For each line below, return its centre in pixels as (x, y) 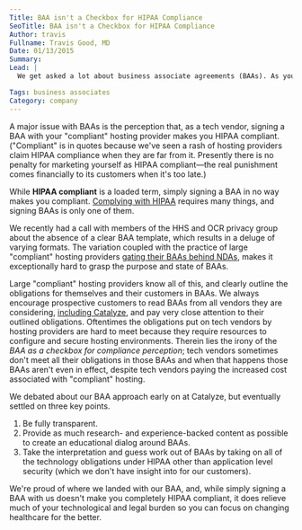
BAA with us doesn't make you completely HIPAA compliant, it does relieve (148, 498)
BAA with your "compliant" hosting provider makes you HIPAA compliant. (145, 136)
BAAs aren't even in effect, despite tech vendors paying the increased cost (148, 369)
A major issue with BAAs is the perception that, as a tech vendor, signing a (147, 126)
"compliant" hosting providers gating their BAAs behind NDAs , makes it (141, 256)
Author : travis (38, 34)
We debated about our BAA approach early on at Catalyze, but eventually (145, 396)
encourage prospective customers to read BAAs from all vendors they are (146, 303)
